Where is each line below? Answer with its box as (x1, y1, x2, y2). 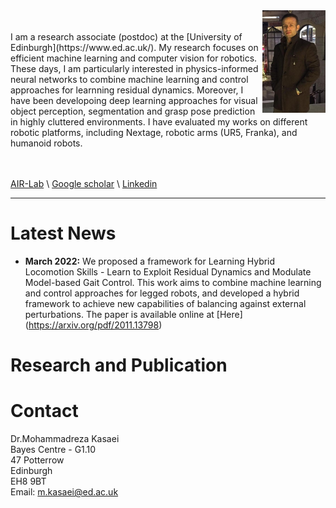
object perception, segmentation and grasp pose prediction (10, 105, 256, 117)
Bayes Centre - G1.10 (10, 444, 97, 456)
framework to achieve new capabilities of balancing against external (24, 297, 307, 309)
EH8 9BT (10, 475, 47, 488)
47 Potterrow (10, 454, 65, 466)
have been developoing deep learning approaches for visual (10, 95, 258, 106)
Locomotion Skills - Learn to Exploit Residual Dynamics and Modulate (24, 265, 312, 278)
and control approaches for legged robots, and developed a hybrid (24, 287, 300, 299)
